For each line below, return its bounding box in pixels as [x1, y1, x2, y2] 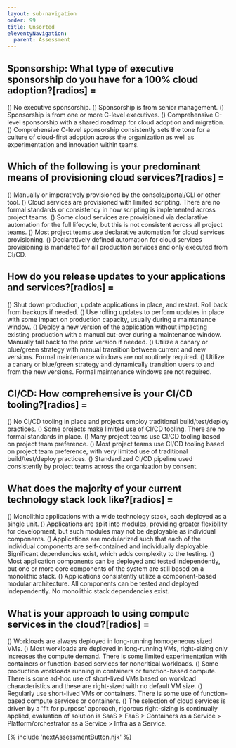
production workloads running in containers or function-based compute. [7, 667, 217, 675]
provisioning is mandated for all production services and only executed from [7, 243, 228, 251]
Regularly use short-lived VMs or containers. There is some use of [7, 690, 199, 697]
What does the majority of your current [7, 482, 182, 494]
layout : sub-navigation [7, 10, 77, 18]
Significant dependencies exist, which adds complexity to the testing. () [7, 550, 214, 558]
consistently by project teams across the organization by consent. [7, 462, 198, 471]
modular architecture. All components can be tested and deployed [7, 579, 199, 588]
